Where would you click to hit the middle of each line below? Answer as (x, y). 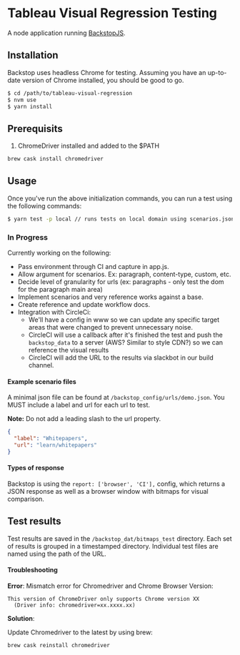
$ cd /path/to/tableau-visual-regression (70, 93)
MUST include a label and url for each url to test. (79, 405)
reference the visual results (69, 350)
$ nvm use (22, 100)
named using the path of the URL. (57, 554)
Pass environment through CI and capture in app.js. (93, 267)
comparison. (26, 499)
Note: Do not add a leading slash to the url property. (84, 419)
